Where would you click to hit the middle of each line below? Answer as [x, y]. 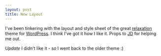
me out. [13, 39]
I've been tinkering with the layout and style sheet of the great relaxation [79, 28]
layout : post [18, 10]
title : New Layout [24, 14]
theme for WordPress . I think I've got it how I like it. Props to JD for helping [81, 33]
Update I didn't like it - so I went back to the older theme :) [64, 48]
